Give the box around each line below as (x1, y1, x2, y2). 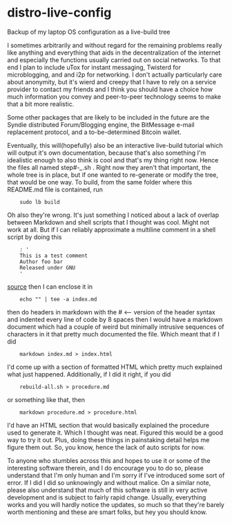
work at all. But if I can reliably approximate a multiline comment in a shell (7, 225, 216, 234)
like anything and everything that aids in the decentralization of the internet (7, 48, 221, 57)
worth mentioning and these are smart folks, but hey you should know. (7, 508, 208, 516)
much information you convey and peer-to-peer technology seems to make (7, 92, 222, 101)
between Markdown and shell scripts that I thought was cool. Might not (7, 218, 210, 226)
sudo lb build (19, 198, 60, 205)
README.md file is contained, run (7, 185, 104, 193)
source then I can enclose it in (7, 282, 93, 291)
